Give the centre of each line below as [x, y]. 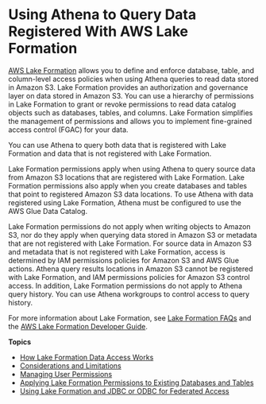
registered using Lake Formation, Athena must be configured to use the [125, 202]
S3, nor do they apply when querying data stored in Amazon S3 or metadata [133, 235]
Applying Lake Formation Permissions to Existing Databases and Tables [137, 383]
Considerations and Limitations [70, 365]
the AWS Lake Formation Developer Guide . [78, 326]
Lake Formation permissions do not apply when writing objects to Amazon [130, 226]
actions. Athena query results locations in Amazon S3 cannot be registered [131, 269]
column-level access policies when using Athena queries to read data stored [133, 79]
